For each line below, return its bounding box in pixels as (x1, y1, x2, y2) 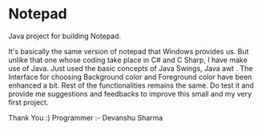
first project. (8, 97, 49, 107)
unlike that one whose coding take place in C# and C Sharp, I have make (8, 55, 248, 65)
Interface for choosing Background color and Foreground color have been (8, 72, 252, 81)
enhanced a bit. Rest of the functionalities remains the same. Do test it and (8, 81, 255, 90)
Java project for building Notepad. (8, 31, 122, 41)
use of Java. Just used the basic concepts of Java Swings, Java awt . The (8, 63, 253, 73)
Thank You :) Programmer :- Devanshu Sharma (8, 112, 163, 122)
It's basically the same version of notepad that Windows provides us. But (8, 46, 249, 56)
